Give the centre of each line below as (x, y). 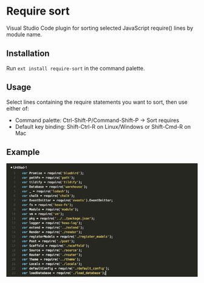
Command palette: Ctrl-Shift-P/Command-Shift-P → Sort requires (97, 120)
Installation (28, 54)
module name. (24, 34)
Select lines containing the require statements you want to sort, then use (97, 102)
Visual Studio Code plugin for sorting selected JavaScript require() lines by (100, 28)
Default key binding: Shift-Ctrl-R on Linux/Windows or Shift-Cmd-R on (103, 126)
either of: (18, 108)
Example (23, 152)
